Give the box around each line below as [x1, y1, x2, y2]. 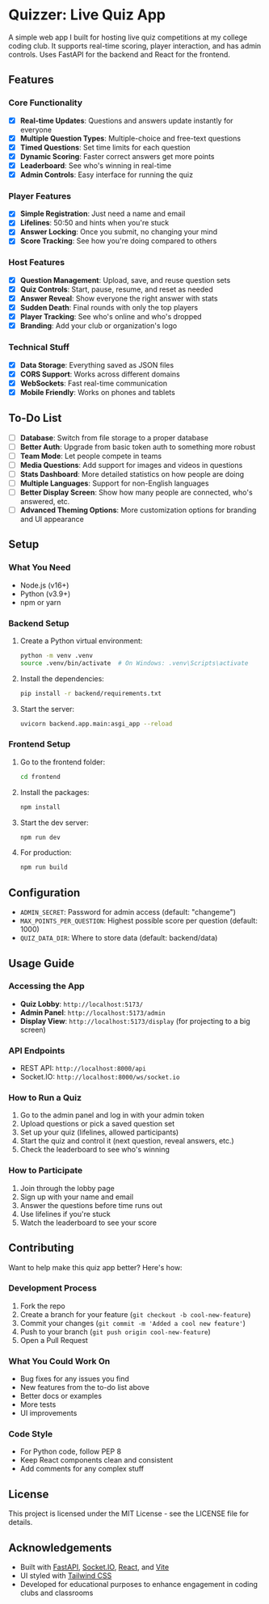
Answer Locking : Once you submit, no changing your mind [19, 227, 218, 237]
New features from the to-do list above [19, 1383, 149, 1392]
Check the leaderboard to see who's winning [19, 1145, 170, 1155]
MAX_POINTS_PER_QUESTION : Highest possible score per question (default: [19, 916, 258, 926]
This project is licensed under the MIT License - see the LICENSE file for [8, 1509, 249, 1518]
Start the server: [19, 704, 75, 714]
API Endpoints [8, 1045, 65, 1056]
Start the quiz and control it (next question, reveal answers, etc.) [19, 1136, 234, 1146]
